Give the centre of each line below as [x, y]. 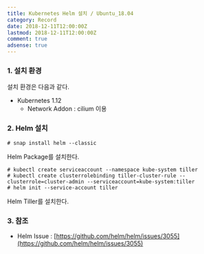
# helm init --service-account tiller [63, 187]
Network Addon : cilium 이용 [67, 109]
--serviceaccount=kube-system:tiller [141, 182]
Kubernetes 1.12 [39, 101]
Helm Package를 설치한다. [43, 157]
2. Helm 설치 [27, 128]
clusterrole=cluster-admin [46, 182]
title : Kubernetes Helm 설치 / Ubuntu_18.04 [70, 13]
